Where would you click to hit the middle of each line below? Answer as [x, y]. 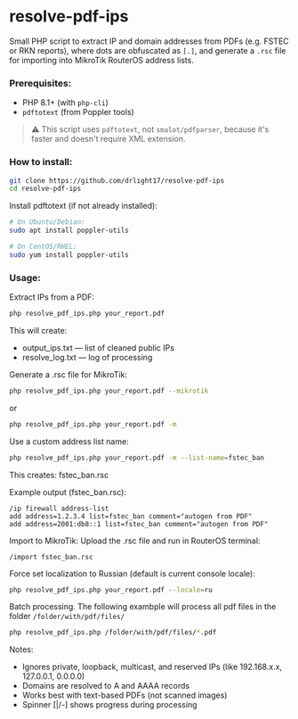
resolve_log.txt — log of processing [87, 357]
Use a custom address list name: [69, 441]
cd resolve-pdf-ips [45, 189]
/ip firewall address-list [59, 508]
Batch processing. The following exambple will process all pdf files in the [143, 607]
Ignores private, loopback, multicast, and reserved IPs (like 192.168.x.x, [152, 667]
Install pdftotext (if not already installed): [83, 206]
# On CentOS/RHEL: [43, 247]
